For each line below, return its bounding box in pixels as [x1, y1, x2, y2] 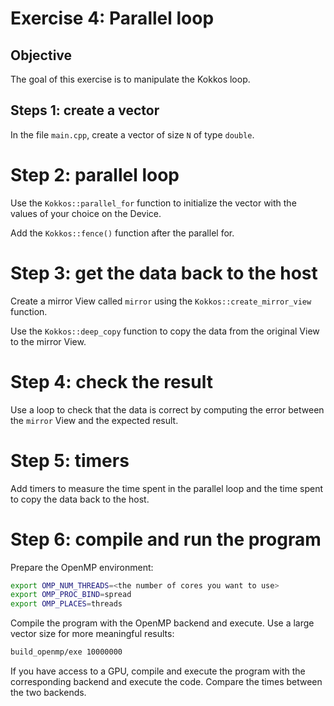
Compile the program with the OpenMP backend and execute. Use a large [10, 617, 315, 629]
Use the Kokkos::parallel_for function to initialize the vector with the [10, 197, 297, 209]
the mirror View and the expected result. [10, 414, 179, 426]
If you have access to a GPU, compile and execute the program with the [10, 665, 306, 677]
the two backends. [10, 687, 87, 698]
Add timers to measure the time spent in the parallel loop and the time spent [10, 482, 324, 494]
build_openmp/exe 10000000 [10, 647, 123, 657]
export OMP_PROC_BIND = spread [10, 590, 132, 600]
